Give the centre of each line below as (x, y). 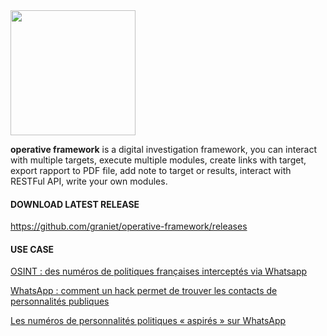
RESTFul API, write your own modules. (89, 181)
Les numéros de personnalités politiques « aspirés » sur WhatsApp (148, 321)
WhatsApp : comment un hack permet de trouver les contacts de (144, 291)
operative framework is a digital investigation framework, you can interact (164, 149)
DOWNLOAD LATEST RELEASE (75, 204)
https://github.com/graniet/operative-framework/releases (129, 226)
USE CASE (32, 249)
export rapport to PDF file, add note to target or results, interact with (151, 170)
